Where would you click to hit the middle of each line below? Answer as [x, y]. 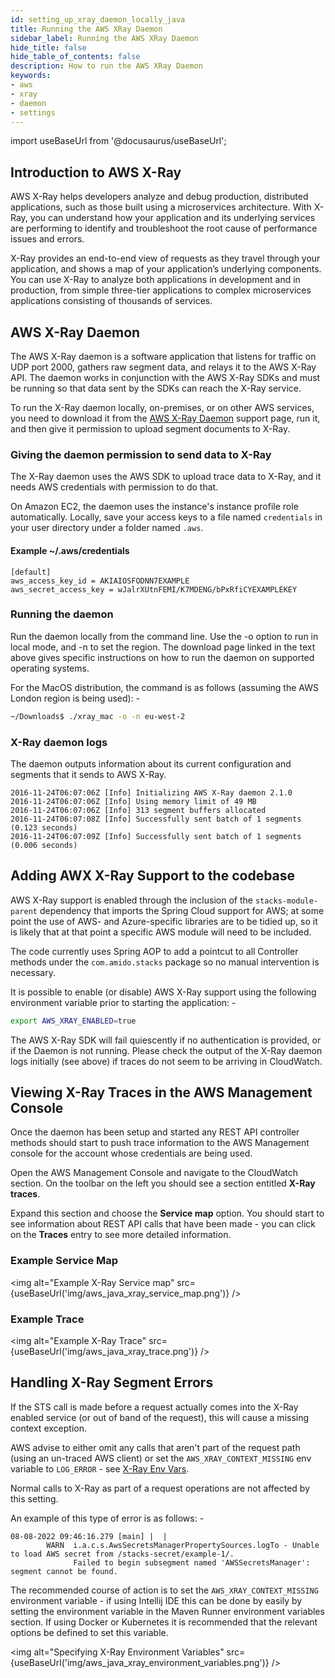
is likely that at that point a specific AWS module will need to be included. [161, 932]
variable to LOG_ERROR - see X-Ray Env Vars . [100, 1468]
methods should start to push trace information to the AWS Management [160, 1143]
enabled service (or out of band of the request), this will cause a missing [160, 1417]
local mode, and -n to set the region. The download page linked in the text [163, 647]
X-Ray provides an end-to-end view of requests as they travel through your [165, 258]
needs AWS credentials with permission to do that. [114, 487]
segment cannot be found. [64, 1571]
